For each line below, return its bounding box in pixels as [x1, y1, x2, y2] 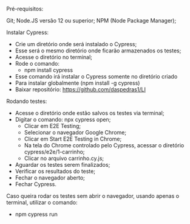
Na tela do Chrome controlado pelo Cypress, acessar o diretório [24, 142, 185, 149]
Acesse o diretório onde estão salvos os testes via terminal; [15, 110, 165, 116]
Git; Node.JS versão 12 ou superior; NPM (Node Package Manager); [6, 17, 177, 24]
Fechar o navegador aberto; [15, 174, 85, 181]
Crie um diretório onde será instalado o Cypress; [15, 41, 137, 47]
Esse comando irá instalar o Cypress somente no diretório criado [15, 73, 178, 80]
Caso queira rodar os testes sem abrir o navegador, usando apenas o [6, 192, 180, 200]
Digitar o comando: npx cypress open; [15, 116, 111, 123]
